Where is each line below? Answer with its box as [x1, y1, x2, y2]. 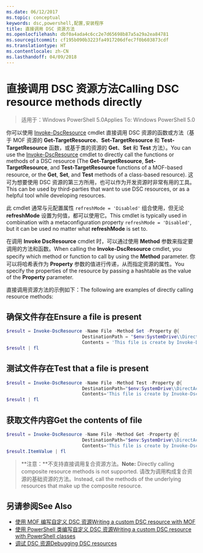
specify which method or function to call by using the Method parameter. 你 [6, 253, 196, 260]
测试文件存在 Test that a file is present [6, 363, 149, 374]
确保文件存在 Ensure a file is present [6, 311, 142, 322]
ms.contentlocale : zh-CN [6, 48, 69, 55]
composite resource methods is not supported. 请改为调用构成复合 [21, 468, 187, 475]
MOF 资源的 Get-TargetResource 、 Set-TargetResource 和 [13, 136, 160, 144]
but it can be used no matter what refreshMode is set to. [6, 225, 148, 232]
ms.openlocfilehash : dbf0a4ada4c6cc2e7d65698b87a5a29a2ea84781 [6, 31, 169, 38]
